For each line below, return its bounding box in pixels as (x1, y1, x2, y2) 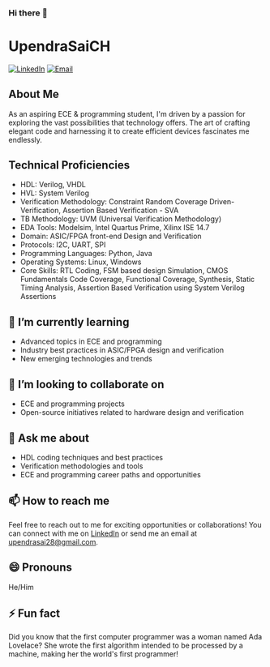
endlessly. (8, 135, 43, 144)
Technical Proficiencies (8, 158, 131, 173)
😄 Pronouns (8, 561, 73, 575)
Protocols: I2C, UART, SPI (19, 240, 106, 250)
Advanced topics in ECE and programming (19, 336, 162, 347)
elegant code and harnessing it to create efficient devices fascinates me (8, 126, 250, 136)
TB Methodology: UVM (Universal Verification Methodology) (19, 214, 222, 224)
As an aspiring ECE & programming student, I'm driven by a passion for (8, 109, 246, 118)
